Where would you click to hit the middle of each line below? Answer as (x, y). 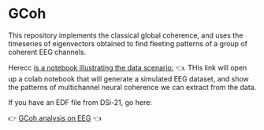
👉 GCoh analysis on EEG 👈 (55, 117)
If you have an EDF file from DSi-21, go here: (80, 102)
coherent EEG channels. (47, 52)
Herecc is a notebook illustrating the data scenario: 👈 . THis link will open (128, 67)
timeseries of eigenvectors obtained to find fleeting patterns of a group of (128, 43)
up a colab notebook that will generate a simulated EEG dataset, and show (129, 78)
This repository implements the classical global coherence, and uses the (126, 35)
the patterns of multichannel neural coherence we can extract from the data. (132, 87)
